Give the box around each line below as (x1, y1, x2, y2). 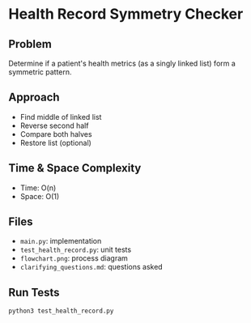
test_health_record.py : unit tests (19, 244, 132, 255)
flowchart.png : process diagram (19, 253, 128, 263)
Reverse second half (19, 121, 89, 130)
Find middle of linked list (19, 112, 102, 121)
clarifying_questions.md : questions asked (19, 262, 164, 272)
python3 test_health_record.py (8, 307, 114, 316)
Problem (8, 37, 53, 51)
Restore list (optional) (19, 138, 91, 147)
